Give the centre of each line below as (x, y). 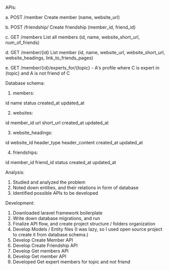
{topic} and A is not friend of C (38, 73)
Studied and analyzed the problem (49, 182)
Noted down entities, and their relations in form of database (76, 188)
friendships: (25, 152)
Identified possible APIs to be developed (55, 193)
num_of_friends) (23, 42)
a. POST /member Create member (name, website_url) (63, 17)
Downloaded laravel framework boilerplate (58, 213)
